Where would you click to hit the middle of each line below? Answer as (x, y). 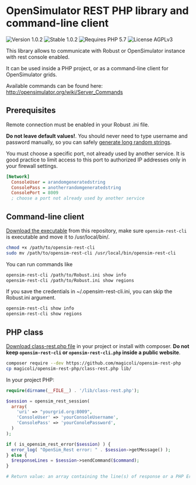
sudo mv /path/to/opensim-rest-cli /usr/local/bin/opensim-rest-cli (91, 253)
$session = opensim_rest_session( (48, 401)
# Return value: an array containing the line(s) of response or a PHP (95, 477)
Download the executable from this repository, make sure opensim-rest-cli (97, 231)
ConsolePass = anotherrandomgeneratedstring (66, 188)
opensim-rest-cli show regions (44, 314)
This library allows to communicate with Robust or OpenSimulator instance (96, 50)
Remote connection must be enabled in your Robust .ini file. (78, 125)
